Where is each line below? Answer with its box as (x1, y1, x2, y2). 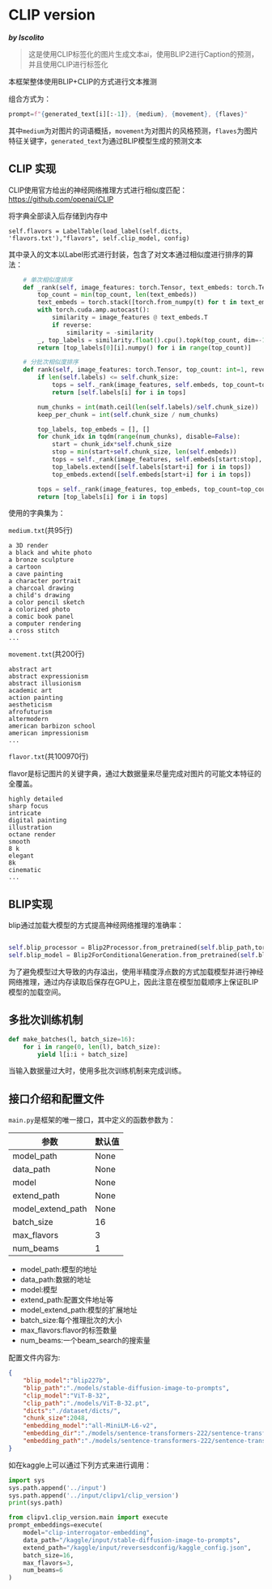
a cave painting (8, 570, 63, 578)
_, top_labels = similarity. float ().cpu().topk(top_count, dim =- (37, 336, 263, 344)
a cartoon (8, 563, 42, 571)
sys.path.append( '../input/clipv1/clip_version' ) (8, 1491, 180, 1500)
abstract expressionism (8, 672, 89, 681)
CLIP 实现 (8, 162, 57, 176)
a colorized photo (8, 606, 70, 614)
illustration (8, 823, 53, 832)
